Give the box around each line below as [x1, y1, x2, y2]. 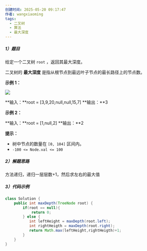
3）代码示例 [5, 183, 30, 189]
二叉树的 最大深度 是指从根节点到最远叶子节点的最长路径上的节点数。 [5, 69, 145, 75]
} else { [23, 214, 41, 219]
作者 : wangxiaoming [5, 12, 44, 17]
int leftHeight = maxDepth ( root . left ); [29, 219, 111, 224]
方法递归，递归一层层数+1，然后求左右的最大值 [5, 171, 100, 177]
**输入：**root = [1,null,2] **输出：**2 [5, 120, 84, 126]
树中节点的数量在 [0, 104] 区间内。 [12, 140, 84, 147]
